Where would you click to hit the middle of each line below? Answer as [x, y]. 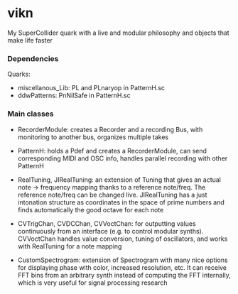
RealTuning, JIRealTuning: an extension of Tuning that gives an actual [119, 180]
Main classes [31, 114]
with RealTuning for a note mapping [70, 246]
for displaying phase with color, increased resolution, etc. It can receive [122, 267]
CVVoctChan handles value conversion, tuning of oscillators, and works [123, 239]
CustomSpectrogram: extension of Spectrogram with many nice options [123, 260]
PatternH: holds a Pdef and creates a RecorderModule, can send [112, 151]
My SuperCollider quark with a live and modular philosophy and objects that [118, 33]
